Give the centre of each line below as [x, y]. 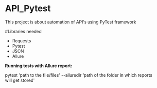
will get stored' [20, 80]
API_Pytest [28, 9]
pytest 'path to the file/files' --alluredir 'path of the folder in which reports [79, 75]
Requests [21, 41]
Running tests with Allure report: [39, 66]
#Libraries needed [24, 31]
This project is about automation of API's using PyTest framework [70, 22]
